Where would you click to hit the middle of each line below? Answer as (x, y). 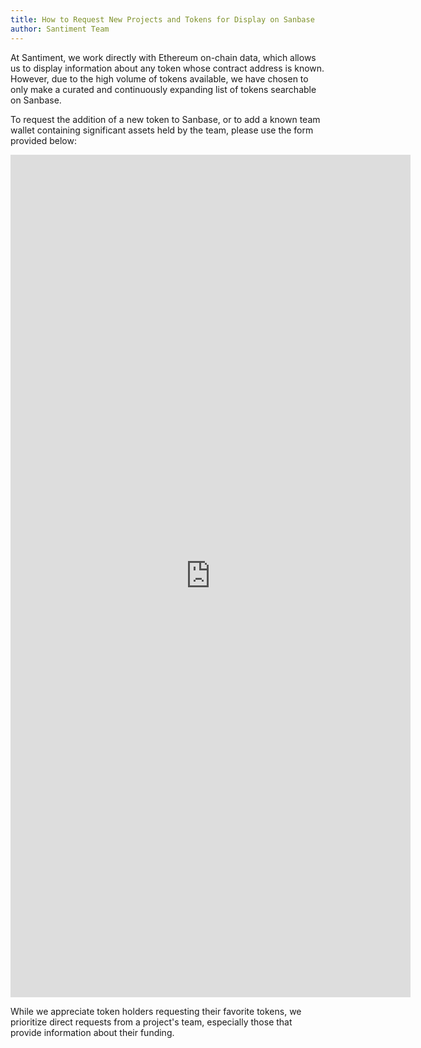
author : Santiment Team (60, 29)
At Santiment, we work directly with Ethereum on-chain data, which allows (163, 57)
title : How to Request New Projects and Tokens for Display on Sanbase (162, 19)
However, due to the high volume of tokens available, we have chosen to (159, 78)
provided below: (43, 140)
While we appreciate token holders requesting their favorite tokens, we (156, 1011)
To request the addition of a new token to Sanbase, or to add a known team (165, 119)
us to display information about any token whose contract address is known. (167, 68)
